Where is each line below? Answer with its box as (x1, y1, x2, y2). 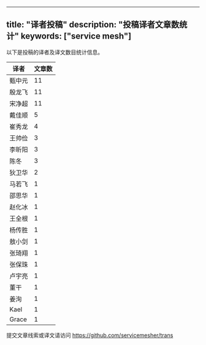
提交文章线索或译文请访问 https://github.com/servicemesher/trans (6, 332, 174, 339)
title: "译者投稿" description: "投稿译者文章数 (6, 20, 180, 30)
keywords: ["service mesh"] (20, 31, 132, 42)
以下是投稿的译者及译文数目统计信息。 (6, 48, 103, 56)
